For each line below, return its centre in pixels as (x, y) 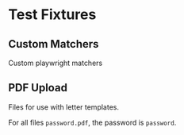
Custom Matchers (54, 44)
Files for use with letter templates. (63, 107)
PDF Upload (38, 88)
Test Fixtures (52, 15)
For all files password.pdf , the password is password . (92, 122)
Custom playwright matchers (56, 63)
